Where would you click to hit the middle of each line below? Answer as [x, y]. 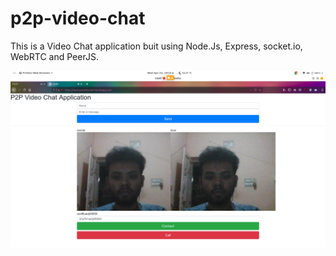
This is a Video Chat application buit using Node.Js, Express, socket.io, [156, 46]
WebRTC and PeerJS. [54, 56]
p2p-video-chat [78, 18]
